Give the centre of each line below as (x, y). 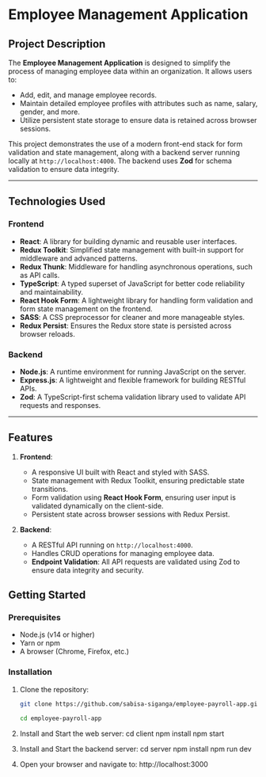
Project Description (57, 44)
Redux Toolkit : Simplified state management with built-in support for (131, 249)
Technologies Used (57, 202)
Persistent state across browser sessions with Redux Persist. (131, 514)
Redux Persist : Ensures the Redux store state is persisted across (125, 326)
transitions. (50, 489)
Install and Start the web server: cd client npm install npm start (122, 733)
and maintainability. (51, 291)
